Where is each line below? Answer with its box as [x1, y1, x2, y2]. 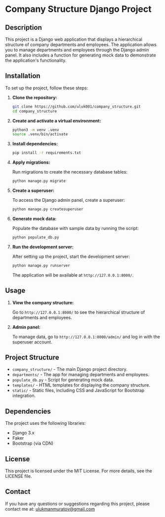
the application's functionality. [5, 57, 67, 63]
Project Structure [5, 353, 59, 361]
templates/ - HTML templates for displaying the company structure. [12, 382, 151, 388]
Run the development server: [12, 244, 74, 250]
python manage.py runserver [12, 263, 70, 268]
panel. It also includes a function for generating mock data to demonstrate [5, 52, 157, 58]
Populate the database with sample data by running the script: [12, 225, 139, 231]
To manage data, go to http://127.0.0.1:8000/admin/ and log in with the [12, 334, 161, 340]
